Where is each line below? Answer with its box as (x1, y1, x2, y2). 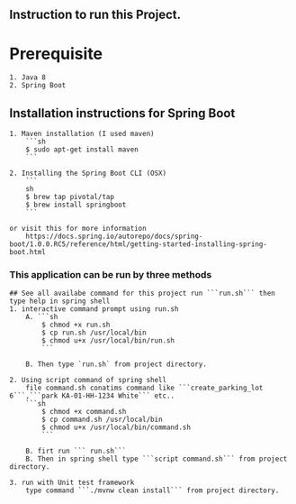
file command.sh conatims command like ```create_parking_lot (25, 383, 264, 393)
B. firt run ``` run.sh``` (25, 446, 127, 456)
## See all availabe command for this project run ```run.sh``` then (9, 289, 276, 298)
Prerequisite (9, 43, 103, 64)
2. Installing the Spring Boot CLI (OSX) (9, 169, 167, 179)
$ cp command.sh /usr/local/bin (41, 415, 164, 425)
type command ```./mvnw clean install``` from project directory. (25, 486, 280, 495)
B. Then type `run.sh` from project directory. (25, 360, 207, 369)
